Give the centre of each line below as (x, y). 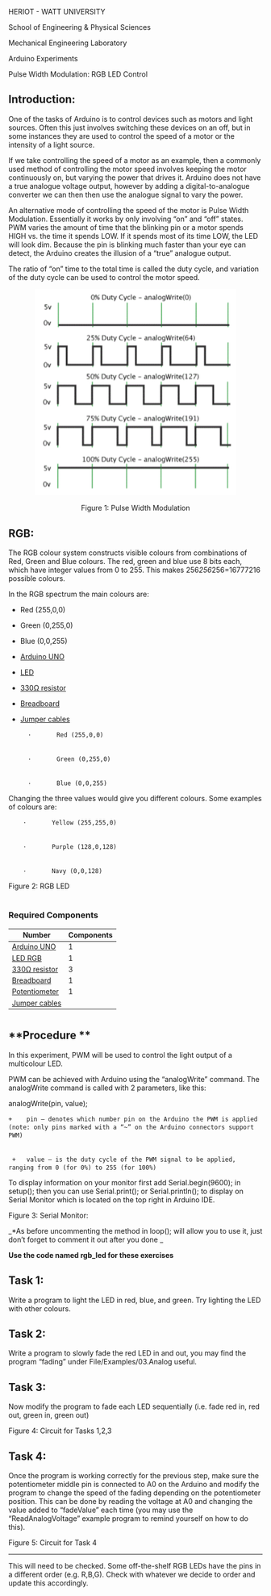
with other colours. (40, 1308)
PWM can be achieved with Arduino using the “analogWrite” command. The (134, 1079)
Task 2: (27, 1334)
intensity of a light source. (52, 144)
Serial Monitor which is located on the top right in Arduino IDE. (112, 1199)
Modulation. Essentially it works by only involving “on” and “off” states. (126, 219)
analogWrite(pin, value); (48, 1103)
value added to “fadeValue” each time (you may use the (101, 1510)
